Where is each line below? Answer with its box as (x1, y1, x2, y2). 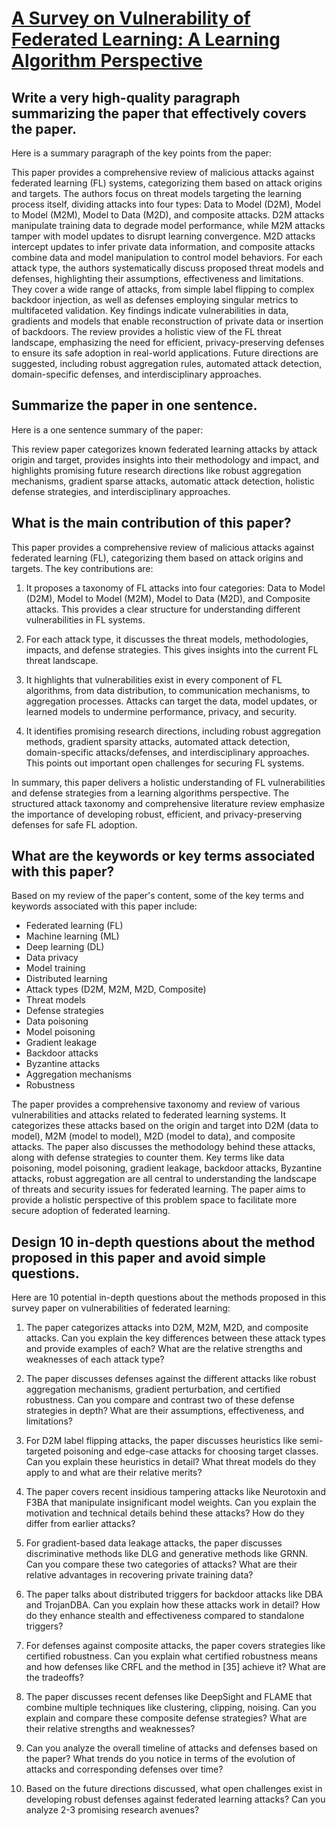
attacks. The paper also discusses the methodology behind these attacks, (11, 1141, 316, 1153)
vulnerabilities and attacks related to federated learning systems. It (11, 1109, 287, 1121)
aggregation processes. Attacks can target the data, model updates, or (25, 695, 318, 707)
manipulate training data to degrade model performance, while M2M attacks (11, 220, 326, 231)
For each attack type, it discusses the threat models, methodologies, (25, 633, 309, 645)
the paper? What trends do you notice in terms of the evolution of (25, 1753, 296, 1765)
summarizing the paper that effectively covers (11, 105, 307, 122)
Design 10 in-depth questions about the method (11, 1233, 316, 1251)
